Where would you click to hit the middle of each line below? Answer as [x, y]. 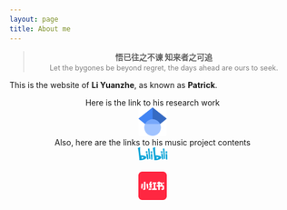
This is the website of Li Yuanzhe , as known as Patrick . [114, 85]
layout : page [34, 19]
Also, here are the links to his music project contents [153, 142]
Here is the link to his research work [153, 102]
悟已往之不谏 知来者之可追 [164, 57]
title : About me [40, 29]
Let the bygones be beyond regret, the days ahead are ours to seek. [164, 68]
